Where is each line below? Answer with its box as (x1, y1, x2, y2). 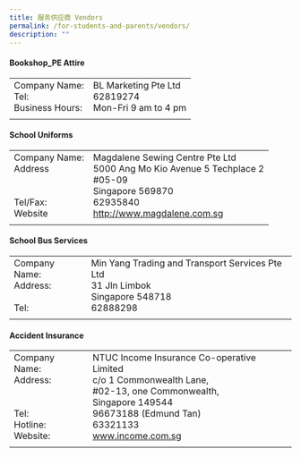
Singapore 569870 (92, 184, 174, 197)
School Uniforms (9, 130, 73, 140)
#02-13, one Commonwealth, (92, 385, 219, 398)
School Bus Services (9, 235, 88, 246)
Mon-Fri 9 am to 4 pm (92, 101, 187, 114)
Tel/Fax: (13, 196, 47, 208)
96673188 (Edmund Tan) (92, 408, 202, 420)
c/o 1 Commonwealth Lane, (92, 374, 209, 386)
